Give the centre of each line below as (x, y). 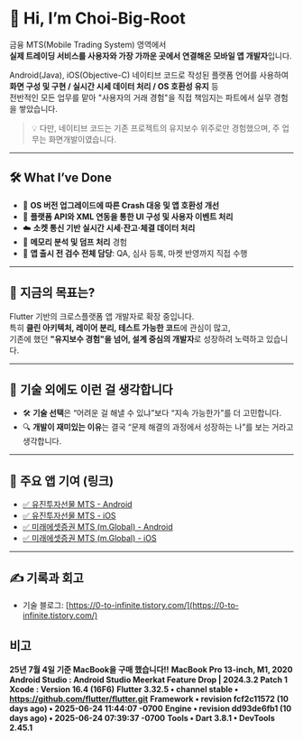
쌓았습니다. (38, 108)
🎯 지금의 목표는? (52, 293)
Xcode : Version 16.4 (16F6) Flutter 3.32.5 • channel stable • (124, 689)
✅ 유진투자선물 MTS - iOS (69, 516)
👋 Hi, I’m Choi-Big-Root (98, 18)
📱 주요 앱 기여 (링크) (62, 481)
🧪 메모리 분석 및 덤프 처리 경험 (75, 242)
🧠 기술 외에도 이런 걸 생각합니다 (91, 389)
